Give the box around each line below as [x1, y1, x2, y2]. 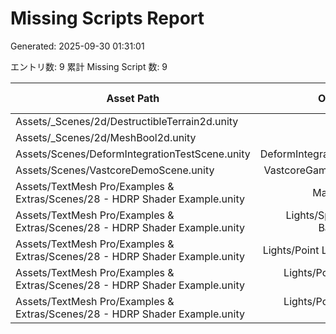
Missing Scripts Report [10, 7, 205, 30]
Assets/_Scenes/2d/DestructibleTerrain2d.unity [15, 114, 239, 128]
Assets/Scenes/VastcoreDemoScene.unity [15, 163, 215, 177]
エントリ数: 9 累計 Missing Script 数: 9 [10, 60, 168, 72]
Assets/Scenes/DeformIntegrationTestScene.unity [15, 147, 251, 161]
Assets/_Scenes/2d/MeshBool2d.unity [15, 130, 197, 144]
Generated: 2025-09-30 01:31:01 [10, 40, 145, 52]
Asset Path [106, 91, 160, 105]
